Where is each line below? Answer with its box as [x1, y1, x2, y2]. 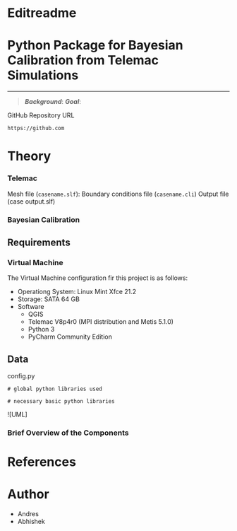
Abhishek [17, 518, 46, 526]
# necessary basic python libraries [7, 398, 115, 405]
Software [17, 303, 44, 311]
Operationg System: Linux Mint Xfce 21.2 [17, 288, 137, 296]
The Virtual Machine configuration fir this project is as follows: [7, 274, 188, 282]
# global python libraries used [7, 385, 102, 393]
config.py [7, 372, 35, 380]
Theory [7, 148, 51, 164]
